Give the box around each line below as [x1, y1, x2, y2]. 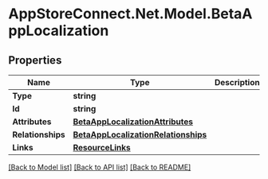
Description [214, 77, 261, 88]
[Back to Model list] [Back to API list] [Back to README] [8, 162, 191, 172]
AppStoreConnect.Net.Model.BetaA [8, 5, 253, 23]
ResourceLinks [73, 142, 131, 153]
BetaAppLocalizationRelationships [73, 129, 207, 140]
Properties [8, 53, 62, 67]
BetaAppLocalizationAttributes [73, 116, 194, 127]
